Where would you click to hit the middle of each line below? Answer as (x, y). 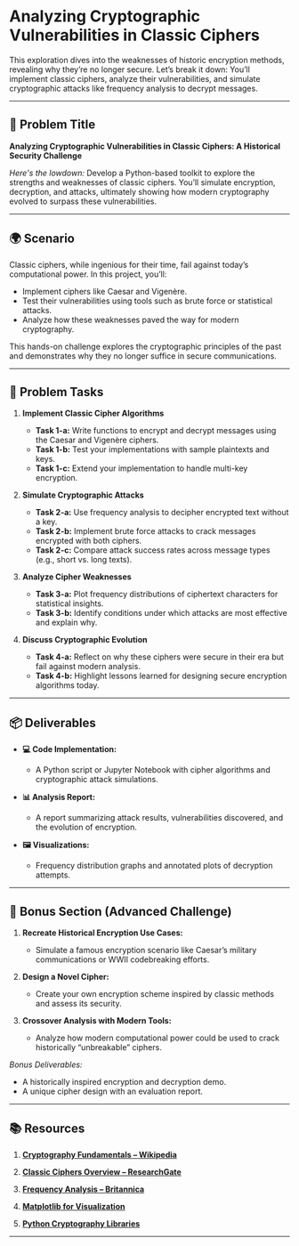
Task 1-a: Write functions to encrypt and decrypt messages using (156, 431)
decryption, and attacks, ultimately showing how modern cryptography (139, 191)
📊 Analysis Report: (59, 797)
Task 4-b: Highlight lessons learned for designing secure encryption (161, 676)
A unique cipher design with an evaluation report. (112, 1091)
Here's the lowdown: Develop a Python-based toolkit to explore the (132, 173)
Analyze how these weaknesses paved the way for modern (130, 320)
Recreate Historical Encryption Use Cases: (102, 933)
